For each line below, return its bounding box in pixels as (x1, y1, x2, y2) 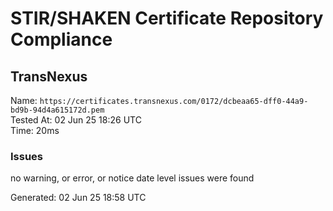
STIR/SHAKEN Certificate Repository (10, 7, 324, 30)
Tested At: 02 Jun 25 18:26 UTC (10, 114, 142, 126)
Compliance (10, 28, 113, 51)
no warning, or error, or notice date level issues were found (10, 172, 255, 184)
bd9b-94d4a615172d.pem (10, 105, 105, 115)
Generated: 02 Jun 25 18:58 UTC (10, 192, 147, 204)
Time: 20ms (10, 125, 60, 136)
